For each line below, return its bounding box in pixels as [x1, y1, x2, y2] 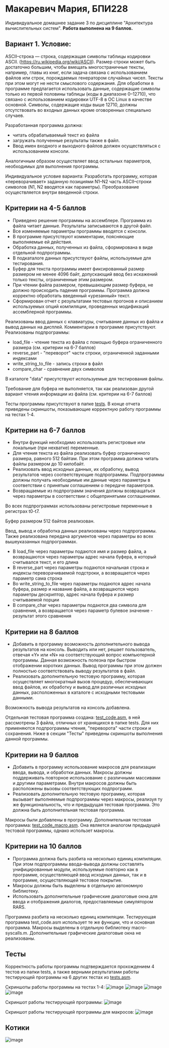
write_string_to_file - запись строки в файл [12, 360, 103, 367]
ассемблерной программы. [12, 309, 73, 315]
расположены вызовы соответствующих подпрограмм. [12, 785, 134, 792]
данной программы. [5, 736, 49, 742]
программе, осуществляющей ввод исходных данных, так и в [12, 871, 147, 878]
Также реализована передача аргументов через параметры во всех [5, 533, 154, 539]
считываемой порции [12, 597, 60, 603]
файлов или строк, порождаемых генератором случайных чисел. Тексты [5, 74, 163, 81]
